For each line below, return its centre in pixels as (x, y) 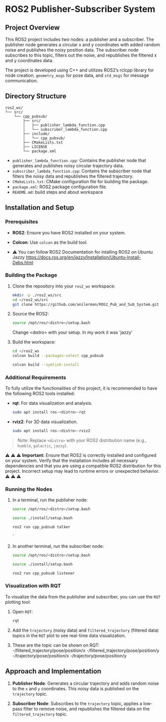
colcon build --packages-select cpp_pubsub (58, 356)
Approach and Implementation (53, 671)
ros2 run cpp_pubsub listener (44, 573)
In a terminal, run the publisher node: (50, 500)
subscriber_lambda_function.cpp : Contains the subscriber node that (82, 171)
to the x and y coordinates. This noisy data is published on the (76, 688)
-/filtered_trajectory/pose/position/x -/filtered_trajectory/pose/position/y (86, 650)
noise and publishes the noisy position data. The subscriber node (72, 50)
